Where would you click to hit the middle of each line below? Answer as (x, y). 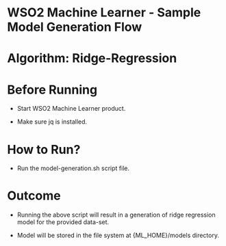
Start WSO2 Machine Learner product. (71, 109)
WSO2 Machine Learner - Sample (104, 13)
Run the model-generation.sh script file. (73, 168)
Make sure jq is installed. (52, 122)
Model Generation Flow (75, 27)
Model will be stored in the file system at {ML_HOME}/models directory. (118, 235)
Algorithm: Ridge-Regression (92, 58)
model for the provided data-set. (63, 222)
